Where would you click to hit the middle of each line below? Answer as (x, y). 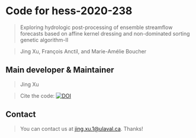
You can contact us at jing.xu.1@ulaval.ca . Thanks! (81, 129)
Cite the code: (37, 95)
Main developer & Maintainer (60, 70)
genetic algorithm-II (44, 40)
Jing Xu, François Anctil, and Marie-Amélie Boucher (83, 51)
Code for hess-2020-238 (69, 11)
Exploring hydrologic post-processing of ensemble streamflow (96, 27)
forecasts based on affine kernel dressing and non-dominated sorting (105, 33)
